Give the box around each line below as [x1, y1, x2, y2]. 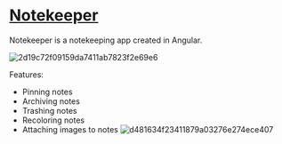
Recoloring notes [21, 115, 85, 125]
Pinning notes [21, 86, 73, 97]
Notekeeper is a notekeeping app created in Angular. [9, 35, 203, 45]
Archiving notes [21, 95, 80, 107]
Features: [9, 68, 44, 80]
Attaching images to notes [21, 124, 118, 134]
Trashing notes [21, 105, 77, 116]
